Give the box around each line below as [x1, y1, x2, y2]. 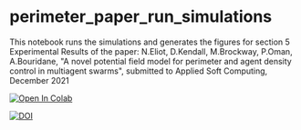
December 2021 [9, 75, 70, 85]
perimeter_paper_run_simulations [9, 6, 273, 27]
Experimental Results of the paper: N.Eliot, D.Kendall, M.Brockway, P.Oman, [9, 45, 294, 56]
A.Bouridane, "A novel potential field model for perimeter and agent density [9, 55, 292, 66]
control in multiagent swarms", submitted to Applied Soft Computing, [9, 65, 268, 76]
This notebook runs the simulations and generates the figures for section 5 [9, 36, 290, 47]
